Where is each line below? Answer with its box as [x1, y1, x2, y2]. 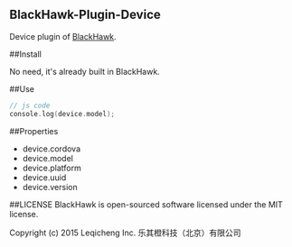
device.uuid [22, 171, 67, 183]
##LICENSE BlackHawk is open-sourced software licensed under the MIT [9, 198, 283, 210]
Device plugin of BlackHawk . [9, 31, 117, 41]
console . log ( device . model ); [9, 109, 116, 118]
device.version [22, 181, 79, 192]
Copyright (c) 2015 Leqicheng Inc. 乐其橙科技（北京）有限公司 [9, 227, 241, 238]
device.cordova [22, 143, 81, 154]
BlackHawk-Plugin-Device [9, 7, 161, 23]
